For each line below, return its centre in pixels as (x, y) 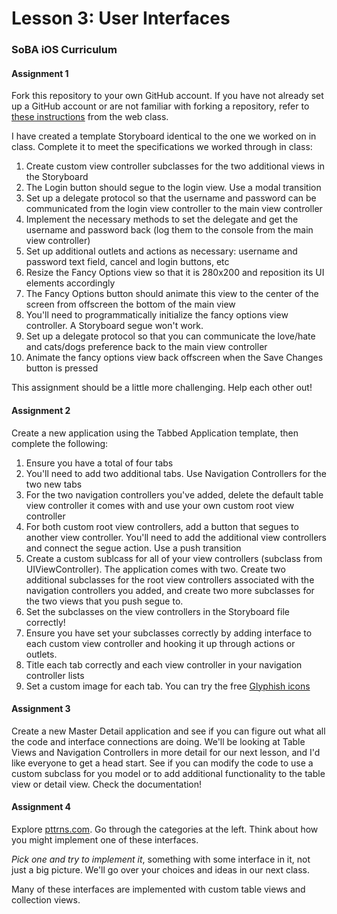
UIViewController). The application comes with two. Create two (155, 569)
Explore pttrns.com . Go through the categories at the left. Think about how (165, 829)
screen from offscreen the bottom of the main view (130, 304)
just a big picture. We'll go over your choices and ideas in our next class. (161, 869)
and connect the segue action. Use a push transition (133, 548)
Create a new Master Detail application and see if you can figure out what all (168, 731)
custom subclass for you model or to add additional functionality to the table (168, 773)
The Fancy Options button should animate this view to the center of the (172, 294)
